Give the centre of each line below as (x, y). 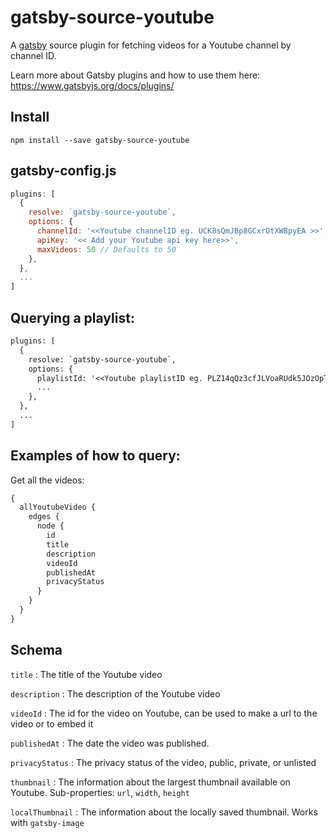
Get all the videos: (47, 480)
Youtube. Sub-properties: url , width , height (100, 792)
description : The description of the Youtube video (115, 693)
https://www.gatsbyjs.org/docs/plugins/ (92, 85)
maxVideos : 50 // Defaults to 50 (106, 249)
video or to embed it (52, 723)
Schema (36, 650)
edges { (44, 517)
